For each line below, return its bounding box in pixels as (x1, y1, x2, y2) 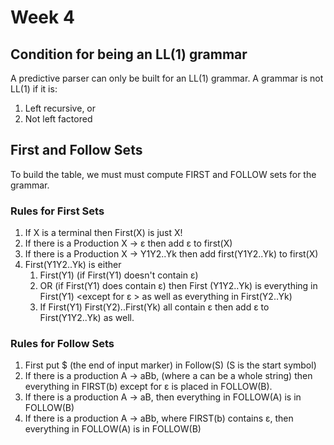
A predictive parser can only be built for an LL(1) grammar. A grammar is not (10, 72, 324, 84)
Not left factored (24, 113, 93, 125)
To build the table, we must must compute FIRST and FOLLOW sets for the (10, 168, 317, 180)
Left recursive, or (24, 102, 97, 114)
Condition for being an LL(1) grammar (10, 46, 248, 63)
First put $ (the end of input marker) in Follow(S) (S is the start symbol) (24, 359, 317, 371)
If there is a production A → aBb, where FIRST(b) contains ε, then (24, 412, 294, 425)
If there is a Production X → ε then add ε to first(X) (24, 237, 233, 250)
